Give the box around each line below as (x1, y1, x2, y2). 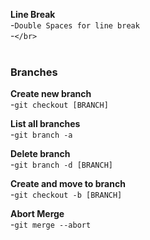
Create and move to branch (10, 178, 126, 190)
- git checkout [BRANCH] (10, 99, 109, 111)
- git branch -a (10, 129, 73, 141)
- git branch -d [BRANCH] (10, 159, 113, 171)
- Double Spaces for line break (10, 19, 140, 31)
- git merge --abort (10, 219, 92, 231)
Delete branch (10, 148, 71, 160)
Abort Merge (10, 208, 65, 220)
